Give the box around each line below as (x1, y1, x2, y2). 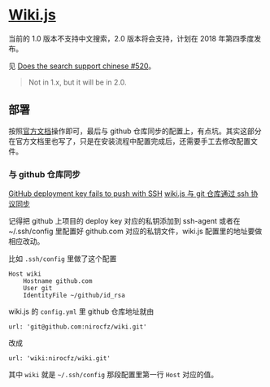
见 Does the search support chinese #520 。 (8, 61, 156, 71)
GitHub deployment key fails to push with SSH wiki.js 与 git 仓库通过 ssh (8, 189, 250, 198)
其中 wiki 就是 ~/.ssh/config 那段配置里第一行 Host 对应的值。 (8, 370, 218, 380)
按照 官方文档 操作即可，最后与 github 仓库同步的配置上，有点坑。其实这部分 (8, 126, 262, 136)
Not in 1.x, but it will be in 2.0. (28, 77, 128, 87)
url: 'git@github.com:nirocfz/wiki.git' (8, 323, 148, 331)
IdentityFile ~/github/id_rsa (23, 291, 126, 300)
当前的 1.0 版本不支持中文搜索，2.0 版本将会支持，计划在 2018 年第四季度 (8, 33, 255, 43)
